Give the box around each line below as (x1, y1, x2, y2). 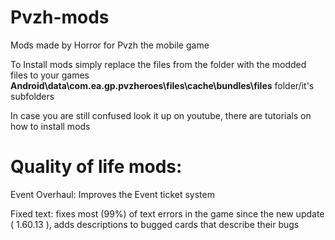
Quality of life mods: (10, 156, 183, 178)
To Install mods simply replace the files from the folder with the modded (10, 58, 307, 70)
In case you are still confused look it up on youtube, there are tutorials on (10, 109, 312, 121)
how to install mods (10, 120, 91, 132)
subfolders (10, 90, 55, 102)
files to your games (10, 69, 90, 81)
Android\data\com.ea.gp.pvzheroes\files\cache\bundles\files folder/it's (10, 79, 315, 91)
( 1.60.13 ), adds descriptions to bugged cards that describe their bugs (10, 218, 300, 230)
